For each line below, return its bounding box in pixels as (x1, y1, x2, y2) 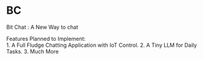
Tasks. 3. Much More (6, 47, 59, 55)
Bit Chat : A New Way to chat (6, 23, 79, 31)
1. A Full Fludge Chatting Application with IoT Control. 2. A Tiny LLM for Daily (6, 41, 197, 49)
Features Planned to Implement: (6, 35, 86, 42)
